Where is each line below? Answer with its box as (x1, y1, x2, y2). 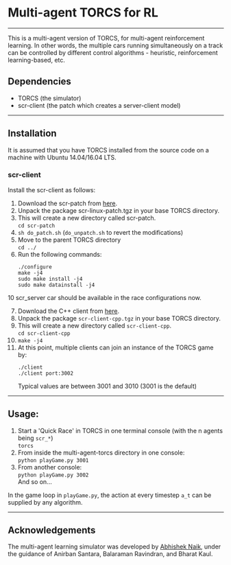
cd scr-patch (17, 222, 56, 229)
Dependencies (8, 76, 71, 87)
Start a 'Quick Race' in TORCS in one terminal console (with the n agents (17, 426, 223, 435)
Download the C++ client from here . (17, 307, 119, 315)
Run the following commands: (17, 250, 102, 258)
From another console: (17, 463, 82, 471)
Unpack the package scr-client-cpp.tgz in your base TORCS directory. (17, 314, 221, 322)
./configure (17, 263, 52, 270)
